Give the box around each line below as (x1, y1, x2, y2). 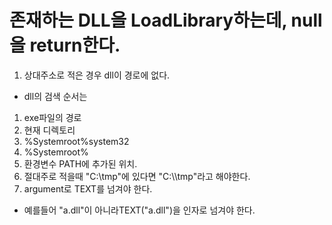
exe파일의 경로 (23, 111, 82, 123)
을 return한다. (9, 34, 121, 57)
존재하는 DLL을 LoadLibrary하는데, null (9, 9, 323, 32)
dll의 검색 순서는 (23, 90, 88, 102)
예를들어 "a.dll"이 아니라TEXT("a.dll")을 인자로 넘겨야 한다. (23, 204, 256, 216)
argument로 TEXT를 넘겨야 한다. (23, 182, 153, 195)
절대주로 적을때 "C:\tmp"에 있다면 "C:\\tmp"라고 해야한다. (23, 170, 251, 182)
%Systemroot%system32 (23, 135, 130, 147)
